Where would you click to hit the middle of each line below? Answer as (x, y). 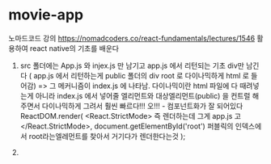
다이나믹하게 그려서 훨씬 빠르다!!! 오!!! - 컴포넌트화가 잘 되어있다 (142, 106)
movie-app (46, 15)
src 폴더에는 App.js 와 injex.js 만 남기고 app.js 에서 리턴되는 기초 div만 (132, 65)
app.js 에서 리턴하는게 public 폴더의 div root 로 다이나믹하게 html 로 (141, 75)
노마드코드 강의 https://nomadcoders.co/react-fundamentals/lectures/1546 (132, 38)
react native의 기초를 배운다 (74, 48)
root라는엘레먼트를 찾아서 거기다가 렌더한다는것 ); (107, 136)
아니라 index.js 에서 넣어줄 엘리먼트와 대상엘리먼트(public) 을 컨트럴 (143, 95)
